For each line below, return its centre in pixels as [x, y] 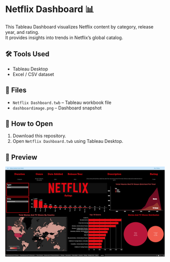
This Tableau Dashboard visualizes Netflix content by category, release [79, 27]
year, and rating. [22, 32]
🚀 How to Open [29, 123]
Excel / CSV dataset [33, 74]
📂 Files [16, 90]
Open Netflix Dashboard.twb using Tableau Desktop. [68, 141]
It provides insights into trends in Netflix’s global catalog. [64, 38]
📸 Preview [21, 157]
